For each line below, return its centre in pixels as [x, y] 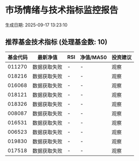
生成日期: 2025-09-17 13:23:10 [36, 25]
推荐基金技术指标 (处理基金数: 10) [56, 42]
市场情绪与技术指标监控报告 [62, 10]
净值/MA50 [94, 57]
